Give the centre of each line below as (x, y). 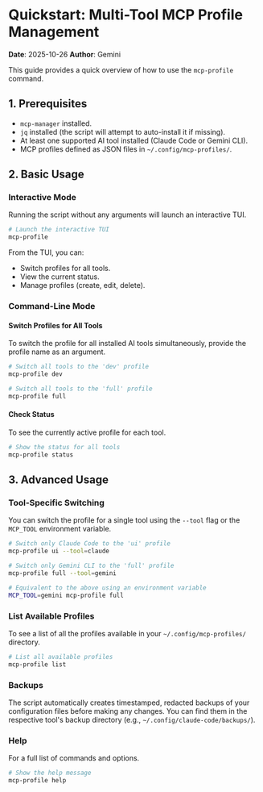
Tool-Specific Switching (56, 503)
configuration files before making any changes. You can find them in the (128, 711)
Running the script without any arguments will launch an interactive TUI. (127, 215)
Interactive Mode (42, 198)
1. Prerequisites (48, 104)
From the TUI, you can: (46, 252)
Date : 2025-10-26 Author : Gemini (65, 54)
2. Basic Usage (46, 175)
